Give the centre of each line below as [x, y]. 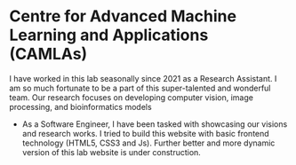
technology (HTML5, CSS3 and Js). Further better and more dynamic [148, 143]
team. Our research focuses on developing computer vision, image [131, 97]
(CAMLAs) [48, 54]
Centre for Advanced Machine [123, 16]
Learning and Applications [109, 35]
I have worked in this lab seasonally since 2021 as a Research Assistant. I [143, 78]
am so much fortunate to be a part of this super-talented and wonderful [140, 88]
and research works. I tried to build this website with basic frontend [145, 133]
